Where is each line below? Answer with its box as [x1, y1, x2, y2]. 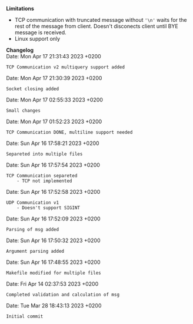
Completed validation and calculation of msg [6, 292, 119, 297]
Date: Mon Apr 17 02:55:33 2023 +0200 [6, 97, 103, 103]
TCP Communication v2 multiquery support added [6, 64, 125, 70]
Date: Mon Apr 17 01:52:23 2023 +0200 [6, 118, 102, 125]
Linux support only [14, 35, 61, 42]
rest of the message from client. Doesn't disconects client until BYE [14, 23, 178, 29]
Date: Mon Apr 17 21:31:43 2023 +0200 [6, 53, 101, 59]
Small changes [6, 108, 41, 114]
